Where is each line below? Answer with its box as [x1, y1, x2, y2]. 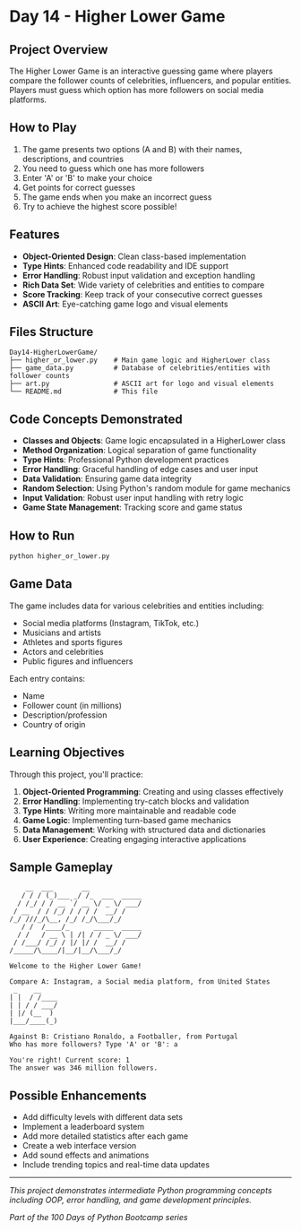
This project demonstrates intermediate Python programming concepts [9, 1185, 272, 1196]
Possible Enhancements [9, 1088, 148, 1103]
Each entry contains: [9, 673, 86, 684]
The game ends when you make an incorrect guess [21, 191, 212, 202]
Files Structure [9, 324, 94, 340]
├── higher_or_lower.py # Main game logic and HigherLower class [9, 356, 271, 365]
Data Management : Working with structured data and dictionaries [21, 824, 266, 835]
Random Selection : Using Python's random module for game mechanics [21, 483, 291, 494]
